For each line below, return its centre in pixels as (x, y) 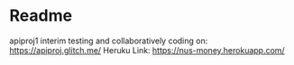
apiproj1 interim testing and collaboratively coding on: (109, 41)
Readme (41, 16)
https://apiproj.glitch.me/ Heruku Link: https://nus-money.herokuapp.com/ (147, 50)
